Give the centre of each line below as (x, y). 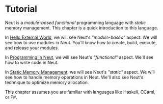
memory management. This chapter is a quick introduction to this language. (82, 27)
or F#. (11, 97)
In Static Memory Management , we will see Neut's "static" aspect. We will (80, 72)
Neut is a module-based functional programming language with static (76, 23)
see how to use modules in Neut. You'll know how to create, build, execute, (81, 42)
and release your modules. (32, 48)
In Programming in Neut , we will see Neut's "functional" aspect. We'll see (79, 57)
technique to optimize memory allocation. (47, 82)
